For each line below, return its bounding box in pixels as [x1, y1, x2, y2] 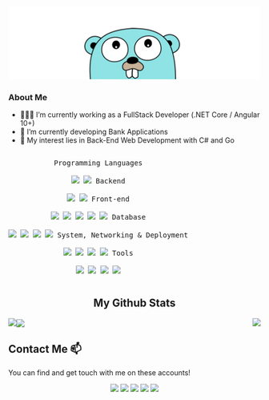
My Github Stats [93, 297, 176, 310]
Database [111, 212, 147, 221]
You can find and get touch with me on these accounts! [8, 367, 191, 378]
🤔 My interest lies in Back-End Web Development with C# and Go [19, 135, 235, 145]
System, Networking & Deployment [57, 231, 189, 240]
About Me [8, 91, 48, 103]
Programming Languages [54, 159, 143, 168]
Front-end [91, 195, 130, 204]
